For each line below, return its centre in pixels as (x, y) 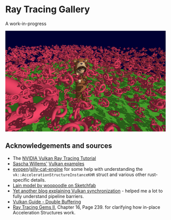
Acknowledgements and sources (59, 146)
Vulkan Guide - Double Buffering (47, 202)
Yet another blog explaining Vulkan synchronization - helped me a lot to (88, 191)
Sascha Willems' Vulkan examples (49, 163)
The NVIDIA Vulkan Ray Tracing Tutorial (54, 158)
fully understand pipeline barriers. (48, 196)
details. (38, 180)
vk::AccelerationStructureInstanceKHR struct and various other (79, 174)
